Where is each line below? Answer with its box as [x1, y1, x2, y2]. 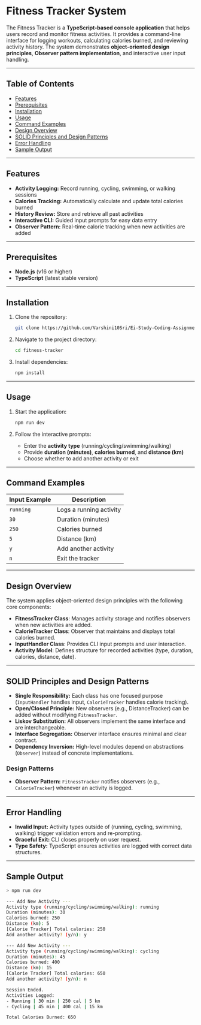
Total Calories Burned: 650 [6, 1014, 77, 1020]
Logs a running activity [56, 505, 121, 514]
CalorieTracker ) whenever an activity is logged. [14, 784, 133, 792]
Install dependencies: [14, 358, 68, 365]
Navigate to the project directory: [14, 336, 97, 343]
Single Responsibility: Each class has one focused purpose [14, 692, 163, 699]
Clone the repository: [14, 313, 68, 321]
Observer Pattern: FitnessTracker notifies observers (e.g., [14, 778, 160, 785]
